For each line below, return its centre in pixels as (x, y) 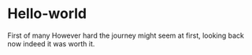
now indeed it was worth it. (51, 43)
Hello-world (47, 14)
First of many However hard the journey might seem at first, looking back (126, 35)
